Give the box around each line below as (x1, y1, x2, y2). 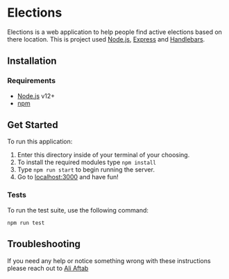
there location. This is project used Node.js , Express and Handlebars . (7, 35, 205, 43)
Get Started (7, 119, 58, 131)
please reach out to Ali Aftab (7, 264, 89, 272)
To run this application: (7, 137, 73, 146)
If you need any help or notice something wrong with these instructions (7, 256, 211, 264)
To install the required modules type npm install (17, 158, 156, 167)
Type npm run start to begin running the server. (17, 165, 155, 174)
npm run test (7, 219, 45, 226)
